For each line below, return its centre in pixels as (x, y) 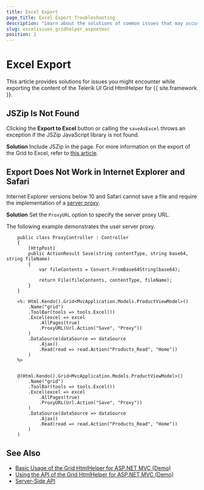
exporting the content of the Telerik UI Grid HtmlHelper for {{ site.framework (102, 88)
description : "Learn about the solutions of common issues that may (95, 23)
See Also (23, 453)
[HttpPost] (42, 248)
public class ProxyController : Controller (73, 237)
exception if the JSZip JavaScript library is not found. (73, 135)
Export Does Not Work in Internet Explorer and (96, 172)
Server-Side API (35, 481)
